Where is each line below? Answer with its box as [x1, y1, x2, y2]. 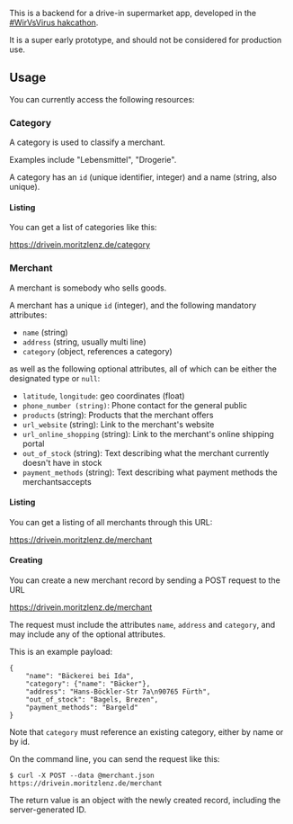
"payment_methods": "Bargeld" [25, 703, 139, 712]
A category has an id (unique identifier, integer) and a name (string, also [9, 172, 277, 183]
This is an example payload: [9, 647, 113, 658]
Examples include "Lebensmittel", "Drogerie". [9, 155, 177, 166]
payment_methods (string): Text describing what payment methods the [22, 467, 278, 478]
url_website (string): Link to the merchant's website [22, 418, 215, 430]
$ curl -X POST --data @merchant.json [9, 771, 155, 781]
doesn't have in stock [22, 457, 102, 468]
